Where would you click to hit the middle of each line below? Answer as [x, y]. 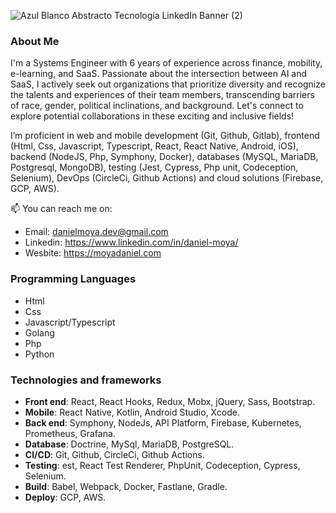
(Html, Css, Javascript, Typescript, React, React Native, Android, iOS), [154, 146]
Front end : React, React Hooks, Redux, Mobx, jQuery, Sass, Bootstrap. [170, 401]
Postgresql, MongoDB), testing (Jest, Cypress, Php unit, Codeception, [154, 167]
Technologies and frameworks [86, 380]
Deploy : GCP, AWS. [65, 497]
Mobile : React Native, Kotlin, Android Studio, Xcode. [132, 412]
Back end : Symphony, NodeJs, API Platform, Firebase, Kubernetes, [163, 422]
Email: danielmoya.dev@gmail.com [96, 232]
